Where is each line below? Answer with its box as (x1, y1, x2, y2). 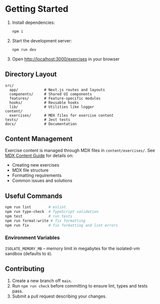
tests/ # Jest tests (5, 117, 70, 122)
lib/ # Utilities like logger (9, 104, 95, 109)
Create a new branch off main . (12, 278, 72, 284)
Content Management (5, 134, 73, 143)
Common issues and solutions (12, 178, 73, 184)
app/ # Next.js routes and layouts (9, 87, 105, 92)
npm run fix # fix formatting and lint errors (5, 223, 118, 228)
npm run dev (12, 47, 36, 52)
